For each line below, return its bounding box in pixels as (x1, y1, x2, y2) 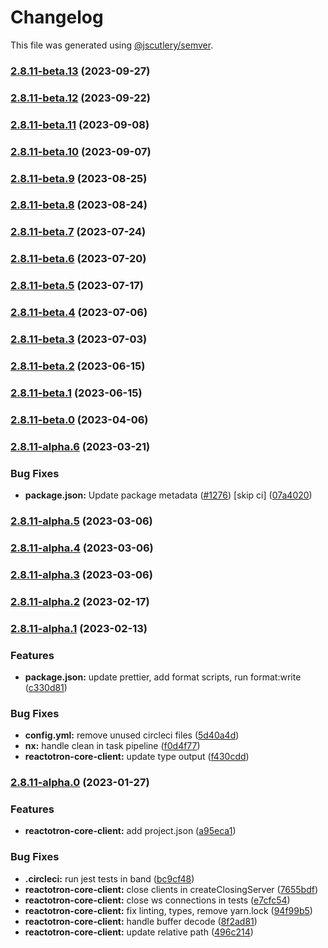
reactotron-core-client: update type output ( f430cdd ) (24, 751, 250, 763)
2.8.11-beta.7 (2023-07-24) (10, 225, 147, 239)
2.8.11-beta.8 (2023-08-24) (10, 198, 148, 212)
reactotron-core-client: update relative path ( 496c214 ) (24, 926, 254, 938)
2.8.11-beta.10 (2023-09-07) (10, 144, 152, 158)
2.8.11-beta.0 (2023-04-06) (10, 412, 149, 426)
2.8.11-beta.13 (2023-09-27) (10, 64, 151, 78)
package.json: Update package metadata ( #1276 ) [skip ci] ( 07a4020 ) (24, 489, 313, 501)
